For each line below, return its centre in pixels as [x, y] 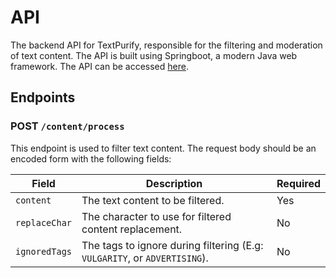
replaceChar [44, 222]
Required [298, 183]
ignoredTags [44, 251]
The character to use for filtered [156, 216]
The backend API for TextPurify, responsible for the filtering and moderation [166, 45]
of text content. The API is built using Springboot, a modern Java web [154, 55]
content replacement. [132, 229]
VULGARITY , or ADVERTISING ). [145, 258]
